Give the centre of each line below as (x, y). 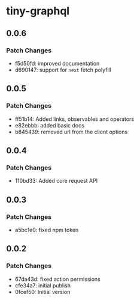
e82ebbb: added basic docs (50, 125)
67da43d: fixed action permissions (57, 279)
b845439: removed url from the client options (71, 132)
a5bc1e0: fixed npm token (47, 230)
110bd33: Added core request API (56, 181)
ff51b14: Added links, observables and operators (74, 119)
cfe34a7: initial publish (42, 285)
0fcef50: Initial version (42, 292)
